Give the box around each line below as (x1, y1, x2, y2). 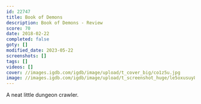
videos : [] (6, 64, 33, 70)
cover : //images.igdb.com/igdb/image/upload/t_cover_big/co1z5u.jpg (6, 70, 181, 75)
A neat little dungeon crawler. (6, 92, 79, 99)
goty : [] (6, 42, 28, 48)
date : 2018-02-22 (6, 31, 50, 37)
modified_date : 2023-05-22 (6, 48, 74, 53)
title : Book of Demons (6, 14, 63, 20)
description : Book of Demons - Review (6, 20, 103, 26)
